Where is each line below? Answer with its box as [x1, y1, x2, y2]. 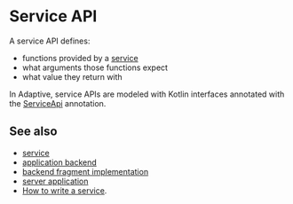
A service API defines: [9, 35, 91, 46]
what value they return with [21, 71, 123, 82]
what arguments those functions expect [21, 62, 169, 73]
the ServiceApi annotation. [9, 98, 107, 108]
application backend [21, 157, 98, 168]
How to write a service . [21, 184, 107, 196]
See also [9, 124, 58, 139]
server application [21, 176, 89, 186]
